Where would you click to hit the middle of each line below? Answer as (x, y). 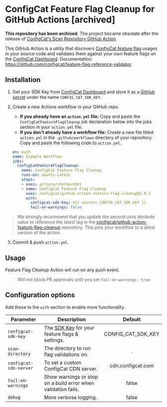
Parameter (23, 319)
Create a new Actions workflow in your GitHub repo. (66, 107)
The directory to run (67, 348)
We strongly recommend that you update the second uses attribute (86, 217)
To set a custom (63, 362)
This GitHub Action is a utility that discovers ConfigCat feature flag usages (81, 48)
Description (72, 319)
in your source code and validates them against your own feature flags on (81, 54)
